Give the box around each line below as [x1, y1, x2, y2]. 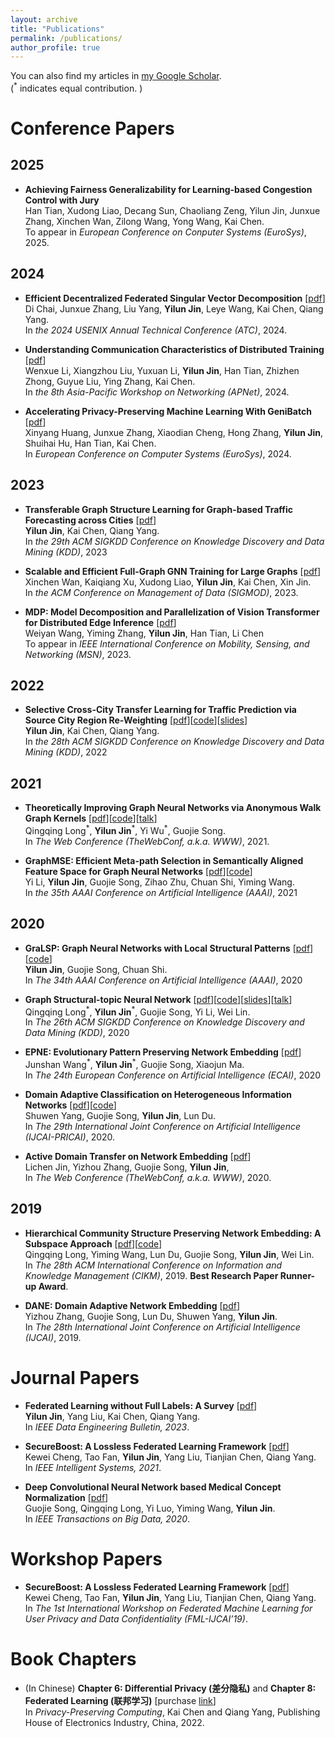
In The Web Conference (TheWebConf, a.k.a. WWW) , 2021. [24, 835, 270, 847]
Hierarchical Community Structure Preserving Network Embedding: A [24, 1227, 322, 1239]
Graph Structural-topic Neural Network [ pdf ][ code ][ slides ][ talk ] [24, 993, 293, 1005]
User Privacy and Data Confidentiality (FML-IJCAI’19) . [24, 1612, 248, 1625]
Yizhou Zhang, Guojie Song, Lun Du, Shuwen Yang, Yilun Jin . [24, 1310, 278, 1322]
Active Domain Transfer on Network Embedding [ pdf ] [24, 1150, 252, 1162]
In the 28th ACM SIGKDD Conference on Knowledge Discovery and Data [24, 736, 325, 748]
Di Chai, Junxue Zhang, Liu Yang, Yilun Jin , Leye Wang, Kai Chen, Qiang [24, 302, 324, 315]
